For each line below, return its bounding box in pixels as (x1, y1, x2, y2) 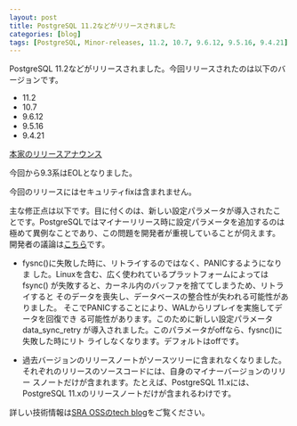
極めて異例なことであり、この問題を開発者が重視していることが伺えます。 (9, 228, 281, 239)
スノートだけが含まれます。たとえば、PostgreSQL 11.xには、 (32, 377, 254, 388)
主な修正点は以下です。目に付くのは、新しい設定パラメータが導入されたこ (9, 206, 282, 217)
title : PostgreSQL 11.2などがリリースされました (9, 21, 176, 30)
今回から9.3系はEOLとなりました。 (9, 168, 138, 178)
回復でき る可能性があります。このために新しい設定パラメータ (45, 314, 273, 324)
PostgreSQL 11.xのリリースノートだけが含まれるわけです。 (21, 389, 237, 399)
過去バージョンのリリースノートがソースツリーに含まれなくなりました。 (21, 355, 287, 365)
